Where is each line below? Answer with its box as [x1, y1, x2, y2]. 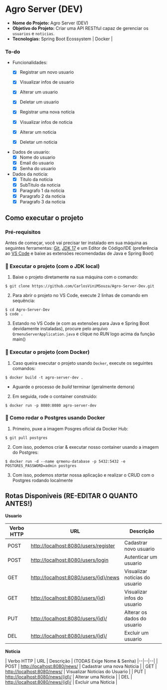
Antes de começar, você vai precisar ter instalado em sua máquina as [5, 240, 148, 246]
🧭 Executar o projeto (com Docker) [5, 349, 90, 356]
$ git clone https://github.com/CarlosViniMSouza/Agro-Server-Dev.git [5, 284, 155, 289]
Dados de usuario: [12, 149, 50, 155]
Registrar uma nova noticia [19, 109, 75, 115]
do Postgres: [12, 449, 39, 455]
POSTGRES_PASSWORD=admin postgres [5, 463, 77, 468]
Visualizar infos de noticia [19, 119, 73, 125]
